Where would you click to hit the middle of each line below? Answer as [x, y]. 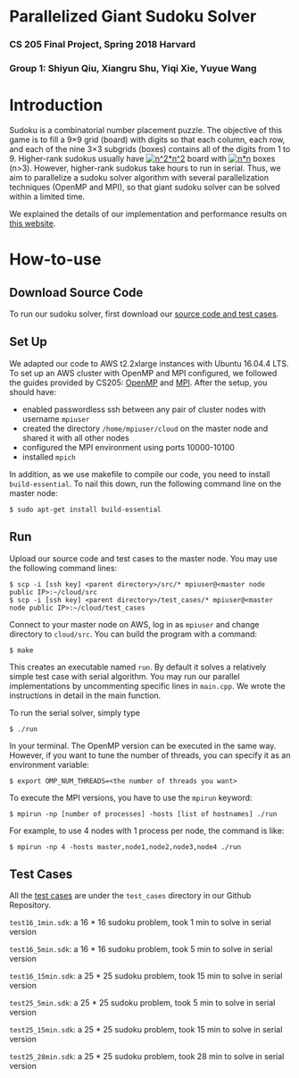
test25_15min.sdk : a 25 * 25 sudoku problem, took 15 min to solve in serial [146, 1030]
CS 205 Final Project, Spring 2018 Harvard [103, 45]
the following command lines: [63, 568]
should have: [33, 392]
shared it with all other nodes [75, 438]
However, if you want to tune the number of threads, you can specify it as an [150, 755]
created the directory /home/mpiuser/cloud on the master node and [145, 428]
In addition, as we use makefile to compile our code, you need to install [140, 474]
